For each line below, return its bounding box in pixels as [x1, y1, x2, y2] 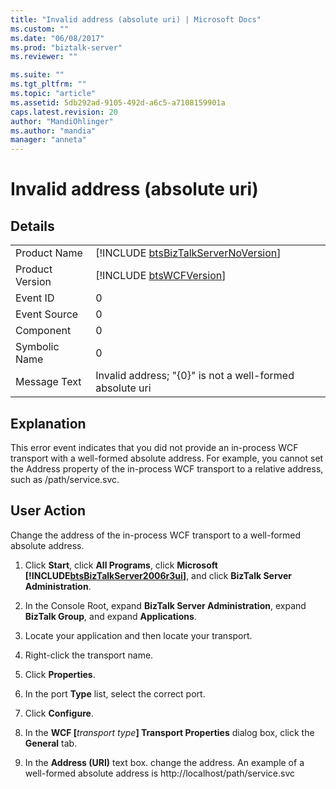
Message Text [15, 375, 82, 389]
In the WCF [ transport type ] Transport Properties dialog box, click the [24, 726, 315, 738]
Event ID [15, 291, 55, 305]
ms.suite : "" [10, 70, 65, 80]
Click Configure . [24, 707, 94, 719]
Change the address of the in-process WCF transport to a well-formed [10, 529, 302, 541]
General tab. [24, 737, 78, 749]
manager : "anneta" [10, 135, 87, 145]
